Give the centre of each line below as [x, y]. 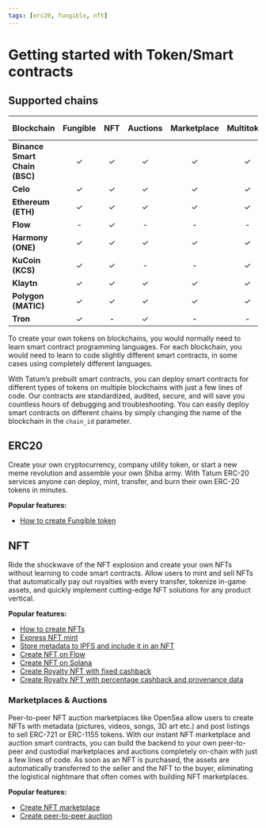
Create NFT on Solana [56, 663]
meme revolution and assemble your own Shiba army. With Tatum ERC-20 [129, 473]
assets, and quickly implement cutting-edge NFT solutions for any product [129, 590]
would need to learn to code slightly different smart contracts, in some [123, 355]
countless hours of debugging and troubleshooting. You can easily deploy [129, 404]
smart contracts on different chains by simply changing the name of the [125, 412]
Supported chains [53, 101]
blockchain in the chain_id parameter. [70, 421]
